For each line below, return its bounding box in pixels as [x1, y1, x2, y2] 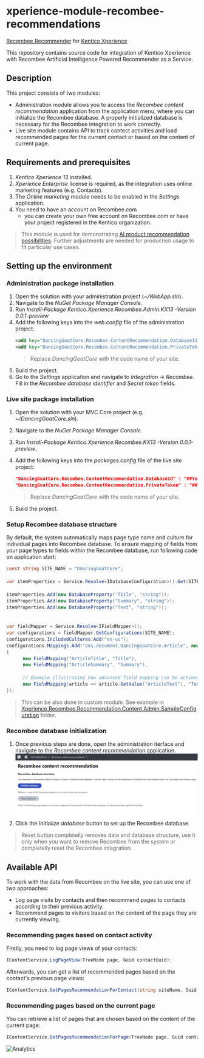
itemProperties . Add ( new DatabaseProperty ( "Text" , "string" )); [6, 604, 167, 610]
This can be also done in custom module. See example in [21, 698, 164, 706]
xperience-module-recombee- [6, 4, 165, 18]
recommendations [6, 17, 101, 31]
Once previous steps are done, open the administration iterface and [15, 740, 185, 748]
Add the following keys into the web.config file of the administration [15, 319, 185, 326]
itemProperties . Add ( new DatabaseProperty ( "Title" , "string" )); [6, 591, 170, 598]
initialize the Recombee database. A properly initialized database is [15, 114, 183, 121]
